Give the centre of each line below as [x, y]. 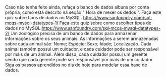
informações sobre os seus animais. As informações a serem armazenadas [82, 38]
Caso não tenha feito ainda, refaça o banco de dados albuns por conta [77, 7]
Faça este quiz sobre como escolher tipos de [105, 23]
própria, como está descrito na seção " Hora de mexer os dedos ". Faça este [83, 12]
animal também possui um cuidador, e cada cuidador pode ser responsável [82, 49]
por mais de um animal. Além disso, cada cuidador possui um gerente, [77, 54]
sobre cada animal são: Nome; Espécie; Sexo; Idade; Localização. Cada [78, 44]
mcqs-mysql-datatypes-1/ [32, 23]
